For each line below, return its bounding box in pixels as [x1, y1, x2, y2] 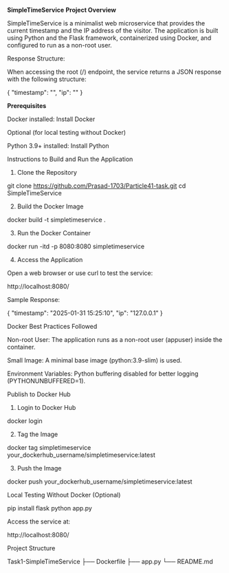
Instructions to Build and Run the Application [7, 155, 133, 163]
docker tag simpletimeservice [7, 444, 91, 451]
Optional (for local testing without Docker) [7, 129, 126, 136]
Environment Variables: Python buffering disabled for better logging [7, 369, 199, 378]
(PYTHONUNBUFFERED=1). [7, 377, 86, 385]
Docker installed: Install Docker [7, 115, 96, 123]
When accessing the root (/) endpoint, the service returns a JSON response [7, 68, 221, 76]
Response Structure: [7, 54, 65, 63]
